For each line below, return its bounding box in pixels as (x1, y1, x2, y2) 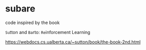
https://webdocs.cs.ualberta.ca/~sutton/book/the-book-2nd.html (5, 38, 141, 45)
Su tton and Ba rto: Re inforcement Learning (5, 29, 90, 35)
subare (5, 3, 35, 14)
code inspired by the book (5, 19, 60, 25)
